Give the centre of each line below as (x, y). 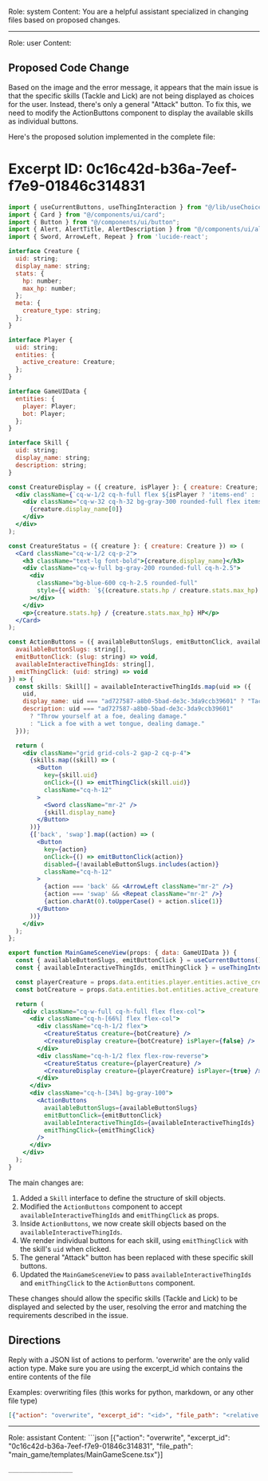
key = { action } (65, 849)
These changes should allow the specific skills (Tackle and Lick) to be (123, 1298)
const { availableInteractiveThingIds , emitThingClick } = (116, 968)
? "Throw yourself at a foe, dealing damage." (108, 716)
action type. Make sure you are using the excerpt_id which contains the (126, 1368)
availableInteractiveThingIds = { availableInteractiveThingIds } (149, 1123)
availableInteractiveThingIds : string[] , (85, 664)
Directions (35, 1340)
